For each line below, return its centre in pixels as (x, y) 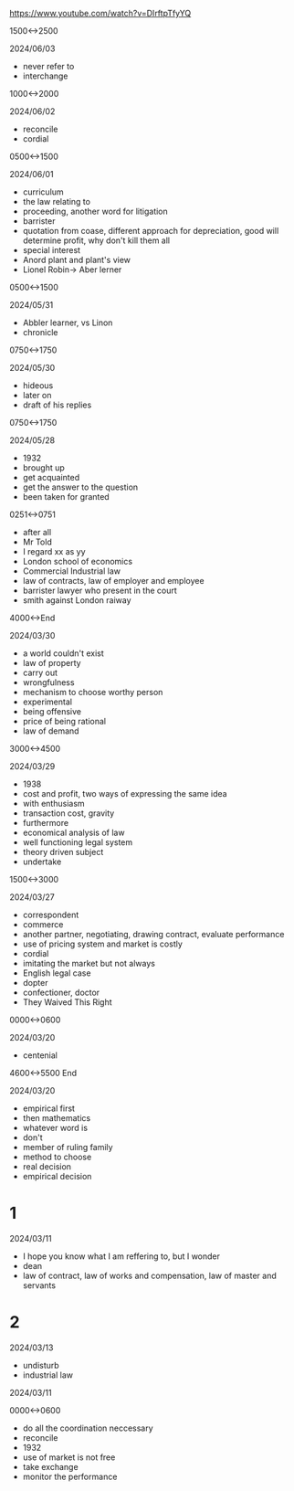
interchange (45, 76)
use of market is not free (69, 1457)
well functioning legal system (78, 842)
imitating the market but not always (89, 963)
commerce (43, 925)
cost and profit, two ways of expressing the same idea (125, 793)
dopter (35, 983)
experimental (47, 702)
